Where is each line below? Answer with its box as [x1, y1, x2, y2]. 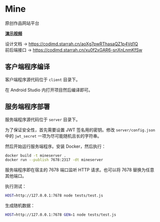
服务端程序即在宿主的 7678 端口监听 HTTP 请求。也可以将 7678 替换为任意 [5, 167, 155, 173]
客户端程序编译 [5, 62, 50, 71]
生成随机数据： [5, 202, 35, 208]
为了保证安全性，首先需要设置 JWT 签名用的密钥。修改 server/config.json [5, 127, 156, 133]
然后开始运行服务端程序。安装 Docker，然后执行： [5, 143, 106, 149]
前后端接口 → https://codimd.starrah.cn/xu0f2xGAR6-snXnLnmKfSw [5, 47, 142, 53]
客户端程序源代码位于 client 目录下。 [5, 77, 80, 82]
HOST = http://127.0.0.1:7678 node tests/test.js [5, 193, 104, 198]
